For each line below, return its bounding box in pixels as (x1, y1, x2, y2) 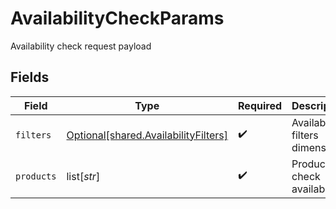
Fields (10, 69, 50, 86)
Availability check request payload (10, 40, 152, 52)
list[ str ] (66, 169, 101, 183)
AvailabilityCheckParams (10, 7, 225, 30)
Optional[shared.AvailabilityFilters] (66, 128, 229, 142)
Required (238, 98, 282, 112)
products (15, 170, 57, 182)
